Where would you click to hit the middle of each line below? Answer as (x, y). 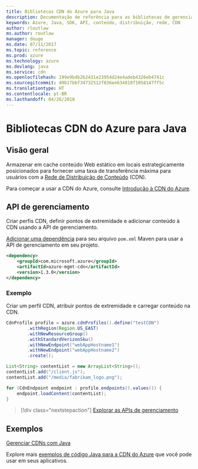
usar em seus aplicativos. (37, 461)
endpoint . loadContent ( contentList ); (62, 393)
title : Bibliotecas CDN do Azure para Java (60, 12)
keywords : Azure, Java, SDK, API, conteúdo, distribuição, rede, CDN (93, 22)
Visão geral (27, 150)
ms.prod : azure (25, 55)
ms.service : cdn (26, 72)
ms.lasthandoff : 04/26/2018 (41, 99)
